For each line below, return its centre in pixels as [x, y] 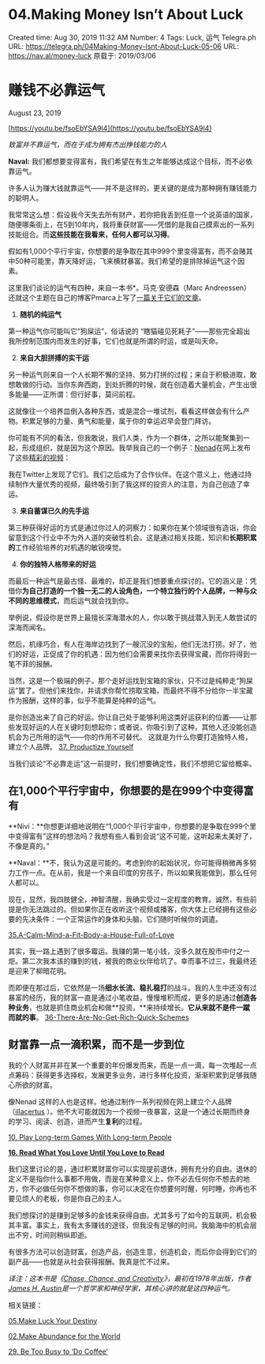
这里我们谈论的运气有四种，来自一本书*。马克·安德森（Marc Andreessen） [129, 287]
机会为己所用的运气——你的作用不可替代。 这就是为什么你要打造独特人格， [130, 737]
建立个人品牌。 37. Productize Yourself [71, 746]
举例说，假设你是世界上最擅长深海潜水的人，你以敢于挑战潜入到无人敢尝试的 [132, 617]
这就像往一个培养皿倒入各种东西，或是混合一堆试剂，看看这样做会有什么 [125, 411]
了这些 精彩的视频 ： [39, 457]
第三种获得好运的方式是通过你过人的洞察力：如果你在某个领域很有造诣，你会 [132, 528]
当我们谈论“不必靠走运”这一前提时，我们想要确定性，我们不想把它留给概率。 [132, 763]
